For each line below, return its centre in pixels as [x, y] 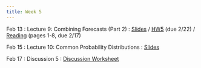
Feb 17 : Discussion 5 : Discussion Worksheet [63, 58]
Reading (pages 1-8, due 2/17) [44, 35]
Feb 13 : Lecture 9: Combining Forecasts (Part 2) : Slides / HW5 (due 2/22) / [101, 29]
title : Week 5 [24, 12]
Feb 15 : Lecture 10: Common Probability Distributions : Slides [83, 47]
